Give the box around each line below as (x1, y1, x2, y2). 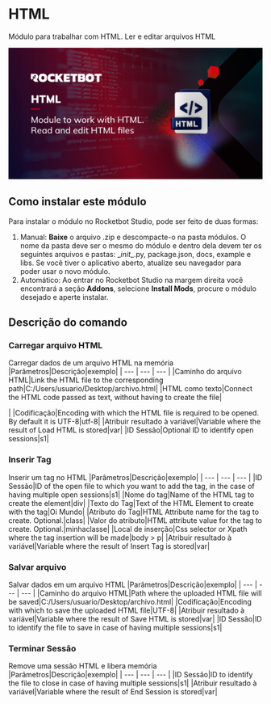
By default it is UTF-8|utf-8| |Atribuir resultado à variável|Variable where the (8, 417, 261, 427)
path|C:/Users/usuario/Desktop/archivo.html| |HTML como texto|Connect (8, 384, 252, 394)
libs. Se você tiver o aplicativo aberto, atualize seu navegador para (19, 258, 242, 268)
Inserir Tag (8, 454, 52, 466)
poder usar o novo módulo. (19, 266, 110, 276)
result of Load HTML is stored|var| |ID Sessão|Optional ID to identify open (8, 425, 254, 435)
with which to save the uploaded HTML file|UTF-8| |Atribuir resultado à (8, 605, 245, 615)
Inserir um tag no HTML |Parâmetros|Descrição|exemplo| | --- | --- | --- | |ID (8, 472, 263, 482)
